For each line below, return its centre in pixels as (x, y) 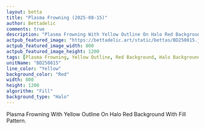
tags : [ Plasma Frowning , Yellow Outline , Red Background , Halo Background (103, 57)
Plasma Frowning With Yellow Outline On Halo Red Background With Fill (96, 114)
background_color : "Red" (38, 74)
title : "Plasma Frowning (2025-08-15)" (57, 18)
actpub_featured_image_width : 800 (50, 46)
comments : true (26, 29)
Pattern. (16, 120)
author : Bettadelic (31, 23)
